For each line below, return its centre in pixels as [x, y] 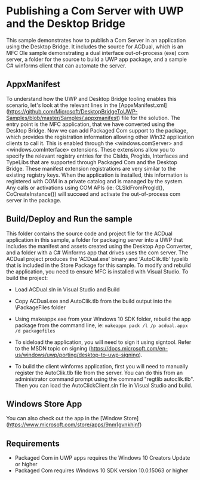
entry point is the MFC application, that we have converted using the [90, 124]
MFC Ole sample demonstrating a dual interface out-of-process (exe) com [98, 53]
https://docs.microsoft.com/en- [129, 348]
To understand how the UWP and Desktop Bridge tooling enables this [92, 99]
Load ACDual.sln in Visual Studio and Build [67, 289]
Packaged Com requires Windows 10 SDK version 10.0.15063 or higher [101, 470]
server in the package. [34, 200]
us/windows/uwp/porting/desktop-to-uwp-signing [77, 355]
